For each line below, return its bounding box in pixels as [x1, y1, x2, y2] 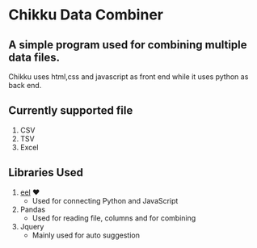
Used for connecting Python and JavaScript [32, 195, 179, 205]
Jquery [19, 221, 44, 231]
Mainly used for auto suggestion [32, 230, 140, 240]
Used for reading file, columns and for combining [32, 212, 196, 223]
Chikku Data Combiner [8, 6, 164, 24]
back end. [8, 81, 42, 90]
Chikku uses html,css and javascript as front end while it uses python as [8, 72, 249, 82]
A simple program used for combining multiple [8, 38, 248, 52]
